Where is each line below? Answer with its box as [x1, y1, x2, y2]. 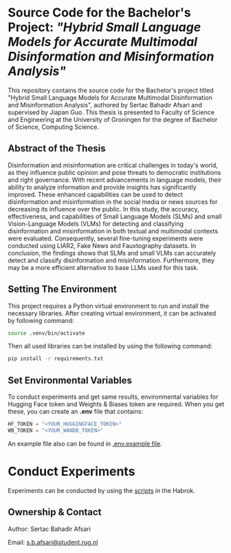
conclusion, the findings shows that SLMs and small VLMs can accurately [8, 249, 217, 257]
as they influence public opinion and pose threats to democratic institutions [8, 168, 221, 176]
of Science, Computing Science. [8, 123, 99, 131]
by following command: [8, 316, 74, 324]
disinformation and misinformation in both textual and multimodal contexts [8, 227, 219, 235]
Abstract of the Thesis [8, 143, 106, 154]
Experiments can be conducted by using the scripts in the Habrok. [8, 486, 195, 494]
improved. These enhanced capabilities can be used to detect [8, 190, 183, 198]
